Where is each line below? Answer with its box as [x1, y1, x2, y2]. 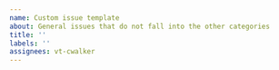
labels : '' [9, 38, 51, 48]
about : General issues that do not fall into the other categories [9, 22, 271, 31]
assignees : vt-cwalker [9, 47, 95, 56]
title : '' [9, 30, 47, 39]
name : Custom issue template [9, 13, 120, 23]
